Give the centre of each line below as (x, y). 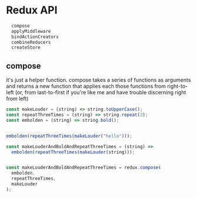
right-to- (177, 86)
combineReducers (31, 42)
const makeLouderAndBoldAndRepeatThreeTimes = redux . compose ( (84, 168)
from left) (17, 99)
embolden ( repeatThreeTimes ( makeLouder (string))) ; (73, 152)
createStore (26, 47)
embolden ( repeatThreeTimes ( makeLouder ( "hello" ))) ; (69, 136)
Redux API (32, 10)
